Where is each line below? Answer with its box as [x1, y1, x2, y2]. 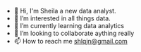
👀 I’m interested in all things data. [13, 14, 111, 22]
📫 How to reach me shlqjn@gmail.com [13, 37, 128, 45]
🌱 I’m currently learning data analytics [13, 22, 125, 30]
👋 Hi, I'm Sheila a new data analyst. [13, 7, 116, 15]
